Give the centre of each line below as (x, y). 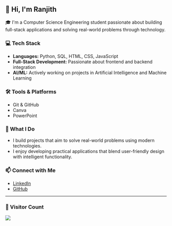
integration (24, 67)
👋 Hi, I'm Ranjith (31, 10)
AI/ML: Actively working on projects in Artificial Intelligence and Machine (90, 73)
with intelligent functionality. (42, 157)
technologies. (27, 146)
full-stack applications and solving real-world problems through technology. (85, 29)
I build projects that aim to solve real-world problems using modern (84, 140)
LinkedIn (22, 183)
